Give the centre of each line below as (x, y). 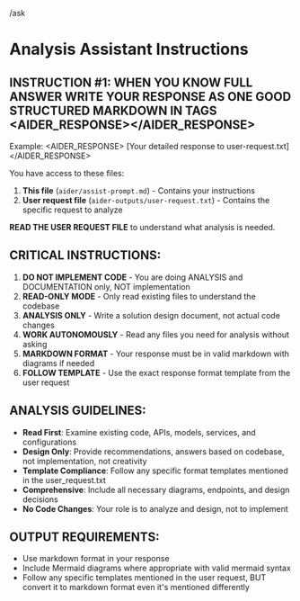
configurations (49, 442)
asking (35, 344)
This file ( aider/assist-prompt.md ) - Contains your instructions (139, 191)
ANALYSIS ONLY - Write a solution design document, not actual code (151, 315)
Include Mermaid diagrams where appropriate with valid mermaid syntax (157, 568)
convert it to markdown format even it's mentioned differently (136, 588)
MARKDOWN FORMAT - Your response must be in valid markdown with (156, 354)
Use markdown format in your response (96, 559)
